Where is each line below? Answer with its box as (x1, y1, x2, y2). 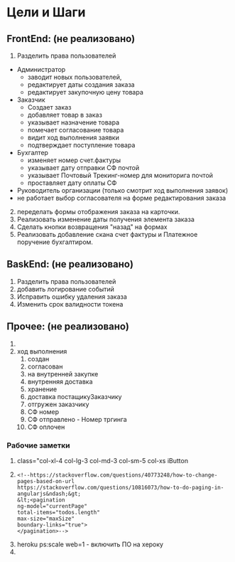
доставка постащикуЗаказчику (27, 392, 122, 401)
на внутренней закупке (27, 369, 99, 378)
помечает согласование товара (27, 126, 124, 134)
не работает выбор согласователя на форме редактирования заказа (16, 193, 226, 202)
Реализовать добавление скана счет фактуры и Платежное (16, 230, 198, 238)
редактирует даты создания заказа (27, 80, 136, 89)
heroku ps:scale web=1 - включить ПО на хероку (16, 540, 164, 548)
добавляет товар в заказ (27, 111, 102, 119)
